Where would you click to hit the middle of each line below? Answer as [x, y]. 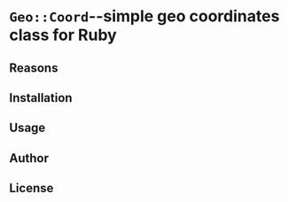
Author [29, 158]
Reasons [34, 68]
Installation [41, 98]
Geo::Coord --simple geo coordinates [144, 16]
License [31, 188]
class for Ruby [63, 35]
